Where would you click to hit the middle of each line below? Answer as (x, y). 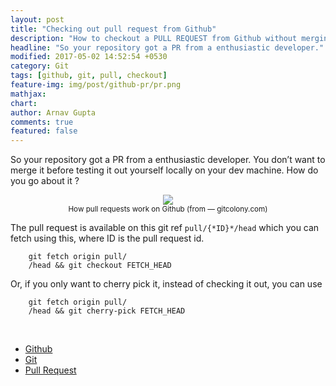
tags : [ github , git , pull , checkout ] (89, 76)
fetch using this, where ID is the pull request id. (107, 238)
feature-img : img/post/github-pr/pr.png (96, 85)
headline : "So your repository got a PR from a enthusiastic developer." (167, 47)
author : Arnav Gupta (53, 112)
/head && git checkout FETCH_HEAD (100, 266)
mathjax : (28, 94)
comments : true (42, 122)
